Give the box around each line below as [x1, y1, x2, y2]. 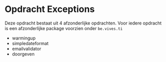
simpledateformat [12, 40, 49, 46]
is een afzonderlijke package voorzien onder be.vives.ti [5, 25, 123, 31]
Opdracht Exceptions [5, 3, 95, 15]
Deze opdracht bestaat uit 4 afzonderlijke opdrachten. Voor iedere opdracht [5, 20, 162, 26]
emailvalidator [12, 45, 41, 51]
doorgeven [12, 51, 35, 57]
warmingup [12, 35, 36, 41]
